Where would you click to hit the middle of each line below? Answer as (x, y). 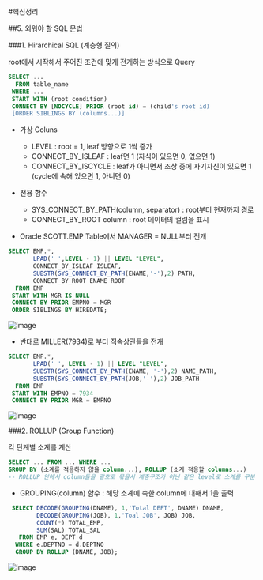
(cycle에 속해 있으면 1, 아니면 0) (81, 176)
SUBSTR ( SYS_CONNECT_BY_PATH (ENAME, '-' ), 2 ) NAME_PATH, (125, 371)
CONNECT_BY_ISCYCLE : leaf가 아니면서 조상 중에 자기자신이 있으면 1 (141, 166)
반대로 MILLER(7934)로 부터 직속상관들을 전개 (91, 341)
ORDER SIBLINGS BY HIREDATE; (60, 311)
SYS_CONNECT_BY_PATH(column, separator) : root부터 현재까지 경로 (143, 210)
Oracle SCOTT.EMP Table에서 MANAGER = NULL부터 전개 (113, 236)
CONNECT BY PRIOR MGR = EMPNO (61, 401)
